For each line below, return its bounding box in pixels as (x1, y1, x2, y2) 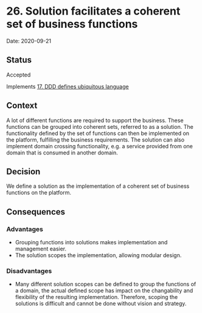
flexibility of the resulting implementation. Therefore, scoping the (15, 294, 178, 301)
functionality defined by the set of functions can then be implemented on (6, 129, 190, 137)
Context (6, 100, 38, 111)
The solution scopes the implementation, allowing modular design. (15, 252, 182, 259)
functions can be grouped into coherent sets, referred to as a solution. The (6, 123, 193, 130)
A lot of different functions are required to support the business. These (6, 117, 184, 124)
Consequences (6, 207, 66, 217)
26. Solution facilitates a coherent (6, 4, 181, 18)
